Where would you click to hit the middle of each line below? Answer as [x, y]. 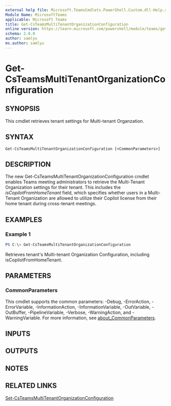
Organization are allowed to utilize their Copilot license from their [89, 198]
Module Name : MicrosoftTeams [36, 15]
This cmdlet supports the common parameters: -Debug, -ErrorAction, [78, 302]
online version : [22, 29]
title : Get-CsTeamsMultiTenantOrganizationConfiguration [67, 24]
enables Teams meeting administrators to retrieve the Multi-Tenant [75, 182]
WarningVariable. [23, 318]
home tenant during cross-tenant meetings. [51, 204]
